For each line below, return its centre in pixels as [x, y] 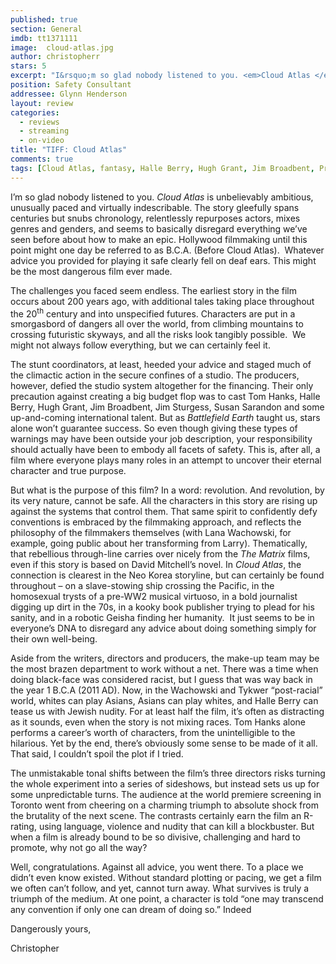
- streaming [44, 131]
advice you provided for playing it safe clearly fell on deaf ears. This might [163, 260]
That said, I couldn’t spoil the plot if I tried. [97, 754]
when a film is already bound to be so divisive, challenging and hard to [155, 837]
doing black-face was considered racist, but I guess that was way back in [161, 680]
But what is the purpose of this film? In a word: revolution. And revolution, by [167, 490]
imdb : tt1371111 [44, 38]
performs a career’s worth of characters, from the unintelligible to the [153, 733]
